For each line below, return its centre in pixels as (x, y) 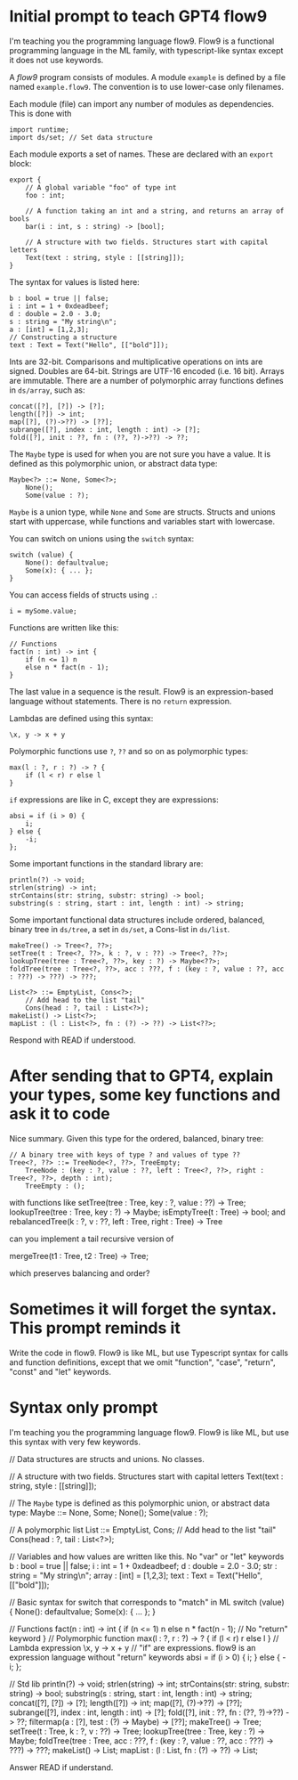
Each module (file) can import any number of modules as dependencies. (141, 103)
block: (21, 163)
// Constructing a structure (63, 337)
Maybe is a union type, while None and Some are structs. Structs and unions (142, 512)
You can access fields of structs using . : (83, 595)
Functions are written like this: (64, 627)
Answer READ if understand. (61, 1767)
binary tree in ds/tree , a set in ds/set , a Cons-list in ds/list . (120, 929)
